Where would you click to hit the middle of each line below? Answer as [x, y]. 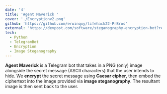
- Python [19, 38]
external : [15, 28]
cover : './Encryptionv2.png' [35, 19]
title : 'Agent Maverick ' [32, 14]
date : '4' [15, 10]
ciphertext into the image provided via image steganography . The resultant [83, 81]
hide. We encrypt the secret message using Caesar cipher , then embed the [83, 76]
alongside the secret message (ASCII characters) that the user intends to [80, 70]
